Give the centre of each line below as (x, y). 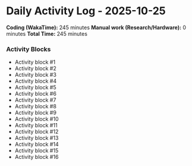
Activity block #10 (37, 119)
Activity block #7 (35, 100)
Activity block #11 (36, 126)
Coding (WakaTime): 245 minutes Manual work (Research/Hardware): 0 (96, 27)
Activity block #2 (35, 68)
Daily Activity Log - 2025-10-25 (86, 11)
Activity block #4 (36, 81)
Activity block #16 (37, 157)
